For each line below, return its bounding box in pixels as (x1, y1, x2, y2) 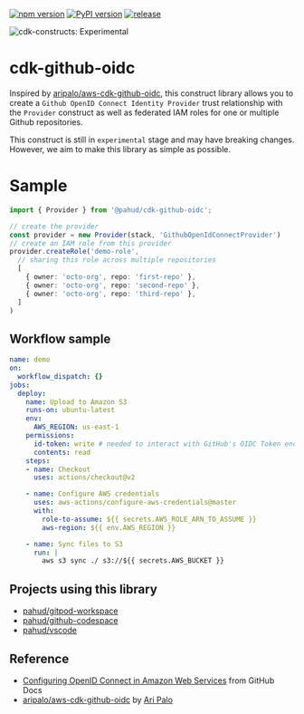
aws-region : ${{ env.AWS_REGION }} (42, 523, 176, 532)
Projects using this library (9, 581, 158, 597)
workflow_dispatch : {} (17, 371, 103, 381)
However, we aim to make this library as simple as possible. (9, 143, 232, 154)
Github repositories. (9, 116, 83, 127)
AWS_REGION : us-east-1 (33, 422, 119, 432)
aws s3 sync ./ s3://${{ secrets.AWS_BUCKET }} (42, 556, 224, 565)
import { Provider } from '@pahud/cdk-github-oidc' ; (9, 205, 213, 215)
